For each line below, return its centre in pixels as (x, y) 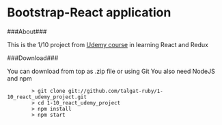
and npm (19, 78)
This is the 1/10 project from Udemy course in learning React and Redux (108, 44)
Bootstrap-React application (89, 13)
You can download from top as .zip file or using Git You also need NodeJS (111, 71)
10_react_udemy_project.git (47, 97)
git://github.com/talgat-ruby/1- (116, 91)
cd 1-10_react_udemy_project (79, 103)
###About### (27, 31)
